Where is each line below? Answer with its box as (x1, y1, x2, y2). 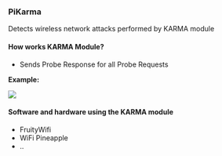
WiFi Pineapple (19, 132, 69, 143)
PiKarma (8, 6, 42, 17)
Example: (8, 74, 40, 84)
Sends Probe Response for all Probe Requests (19, 60, 169, 69)
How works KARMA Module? (8, 42, 104, 51)
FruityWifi (19, 125, 52, 134)
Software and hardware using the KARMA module (8, 107, 174, 117)
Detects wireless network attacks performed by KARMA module (8, 24, 215, 34)
